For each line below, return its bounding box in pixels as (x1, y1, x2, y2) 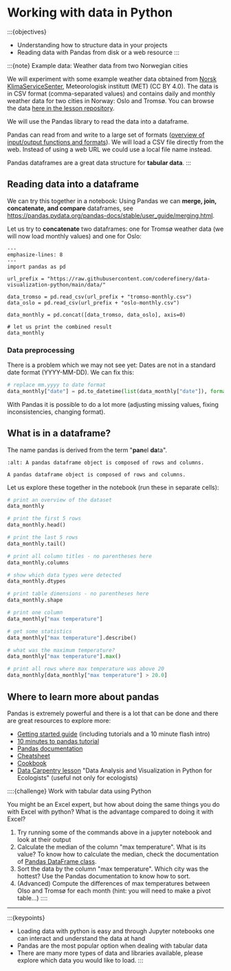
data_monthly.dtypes (7, 578, 67, 585)
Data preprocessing (7, 345, 75, 355)
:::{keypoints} (7, 913, 45, 922)
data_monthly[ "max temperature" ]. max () (7, 653, 122, 660)
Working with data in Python (7, 5, 173, 21)
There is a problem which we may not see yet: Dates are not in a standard (7, 361, 216, 369)
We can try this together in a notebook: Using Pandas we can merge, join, (7, 197, 217, 205)
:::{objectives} (7, 27, 47, 36)
